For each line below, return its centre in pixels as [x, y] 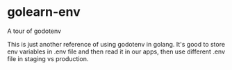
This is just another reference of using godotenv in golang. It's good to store [116, 44]
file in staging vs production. [48, 58]
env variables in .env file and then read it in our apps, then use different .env [116, 51]
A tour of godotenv [34, 31]
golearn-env [44, 12]
